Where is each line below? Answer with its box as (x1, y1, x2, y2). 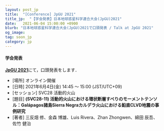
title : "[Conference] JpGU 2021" (5, 12, 76, 17)
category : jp (5, 39, 32, 44)
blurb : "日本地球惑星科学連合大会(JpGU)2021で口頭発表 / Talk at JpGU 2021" (5, 26, 154, 31)
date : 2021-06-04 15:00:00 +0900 (5, 21, 78, 26)
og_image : (5, 30, 26, 35)
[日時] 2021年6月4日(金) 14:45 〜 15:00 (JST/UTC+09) (12, 83, 122, 89)
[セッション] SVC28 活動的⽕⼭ (12, 90, 75, 96)
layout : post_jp (5, 7, 38, 12)
